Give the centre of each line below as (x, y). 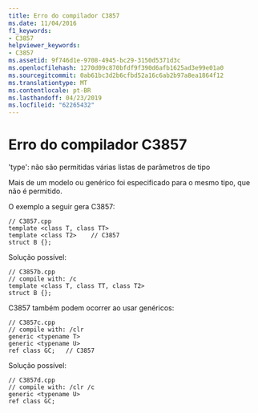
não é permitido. (35, 191)
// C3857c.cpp (32, 323)
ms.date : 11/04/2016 (43, 23)
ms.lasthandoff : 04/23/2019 (55, 98)
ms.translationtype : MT (48, 83)
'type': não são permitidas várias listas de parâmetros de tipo (109, 167)
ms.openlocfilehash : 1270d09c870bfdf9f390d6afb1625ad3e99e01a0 (116, 68)
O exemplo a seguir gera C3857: (62, 207)
